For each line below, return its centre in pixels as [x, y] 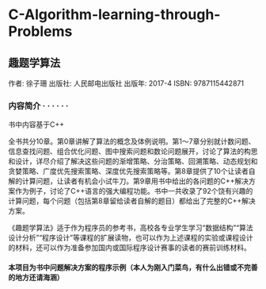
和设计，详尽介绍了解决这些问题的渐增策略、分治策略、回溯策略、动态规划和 [133, 161]
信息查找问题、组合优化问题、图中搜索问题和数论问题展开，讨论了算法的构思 [133, 152]
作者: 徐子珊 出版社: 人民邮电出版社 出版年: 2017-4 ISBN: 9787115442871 [126, 83]
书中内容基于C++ [36, 125]
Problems [40, 31]
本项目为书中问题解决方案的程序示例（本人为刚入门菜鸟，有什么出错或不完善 [133, 267]
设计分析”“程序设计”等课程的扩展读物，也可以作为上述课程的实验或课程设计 [131, 238]
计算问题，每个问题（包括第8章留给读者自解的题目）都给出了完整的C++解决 [132, 201]
